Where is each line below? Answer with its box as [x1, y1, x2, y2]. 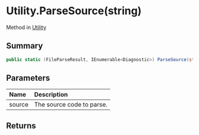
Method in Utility [6, 24, 47, 31]
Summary [6, 41, 43, 51]
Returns [6, 120, 37, 131]
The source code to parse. [34, 101, 108, 109]
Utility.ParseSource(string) [6, 4, 142, 18]
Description [34, 91, 68, 99]
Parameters [6, 73, 50, 83]
